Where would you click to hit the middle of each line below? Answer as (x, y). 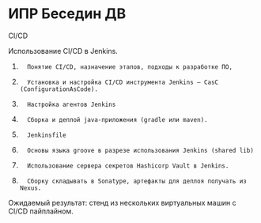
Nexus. (30, 188)
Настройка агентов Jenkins (72, 104)
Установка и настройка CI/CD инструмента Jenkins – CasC (123, 82)
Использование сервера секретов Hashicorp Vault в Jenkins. (128, 166)
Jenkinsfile (47, 135)
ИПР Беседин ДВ (67, 14)
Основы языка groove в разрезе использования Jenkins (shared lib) (141, 150)
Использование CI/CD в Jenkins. (63, 51)
